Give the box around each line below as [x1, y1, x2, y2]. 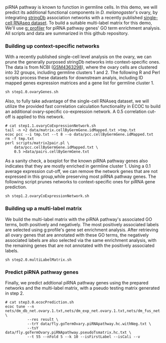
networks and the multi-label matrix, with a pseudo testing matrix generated [5, 285, 160, 291]
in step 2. [5, 290, 24, 296]
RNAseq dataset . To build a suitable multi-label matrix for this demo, [13, 20, 152, 26]
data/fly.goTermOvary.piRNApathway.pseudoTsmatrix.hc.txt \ [5, 330, 132, 335]
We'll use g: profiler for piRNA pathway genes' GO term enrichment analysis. [5, 25, 161, 31]
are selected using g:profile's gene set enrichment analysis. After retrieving [5, 227, 159, 233]
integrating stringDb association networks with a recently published [5, 15, 143, 20]
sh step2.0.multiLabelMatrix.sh [5, 257, 72, 262]
